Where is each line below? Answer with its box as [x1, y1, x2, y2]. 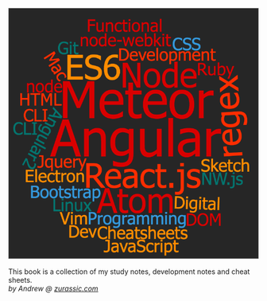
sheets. [8, 276, 33, 284]
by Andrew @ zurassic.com [8, 283, 99, 293]
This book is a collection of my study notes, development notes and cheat [8, 267, 250, 276]
